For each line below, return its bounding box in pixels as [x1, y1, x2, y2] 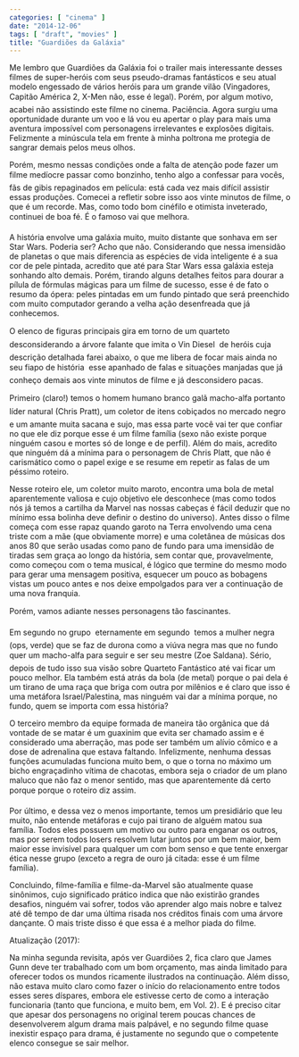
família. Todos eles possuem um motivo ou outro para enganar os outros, [9, 825, 278, 836]
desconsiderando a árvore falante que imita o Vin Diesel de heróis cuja [9, 339, 272, 350]
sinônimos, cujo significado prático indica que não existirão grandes [9, 889, 261, 900]
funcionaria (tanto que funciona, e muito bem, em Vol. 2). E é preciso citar [9, 1000, 281, 1011]
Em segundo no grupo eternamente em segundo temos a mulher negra [9, 627, 275, 638]
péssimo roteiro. [9, 466, 70, 478]
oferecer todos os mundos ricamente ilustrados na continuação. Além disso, [9, 971, 290, 982]
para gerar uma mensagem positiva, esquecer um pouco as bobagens [9, 569, 268, 580]
